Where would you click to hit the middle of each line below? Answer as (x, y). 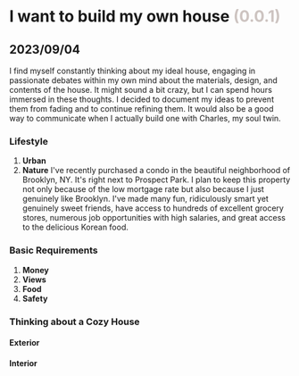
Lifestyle (29, 141)
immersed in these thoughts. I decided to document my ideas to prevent (142, 99)
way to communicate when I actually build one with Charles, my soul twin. (145, 118)
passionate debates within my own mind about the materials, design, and (144, 80)
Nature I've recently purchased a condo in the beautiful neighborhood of (156, 171)
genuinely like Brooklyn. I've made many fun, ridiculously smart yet (145, 199)
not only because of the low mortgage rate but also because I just (143, 189)
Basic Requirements (54, 250)
